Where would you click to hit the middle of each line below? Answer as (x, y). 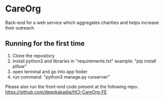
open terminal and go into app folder (50, 71)
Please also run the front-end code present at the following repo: (72, 86)
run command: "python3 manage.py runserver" (61, 77)
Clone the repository (33, 55)
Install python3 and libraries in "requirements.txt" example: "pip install (84, 61)
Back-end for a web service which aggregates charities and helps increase (82, 22)
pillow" (19, 66)
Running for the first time (45, 44)
